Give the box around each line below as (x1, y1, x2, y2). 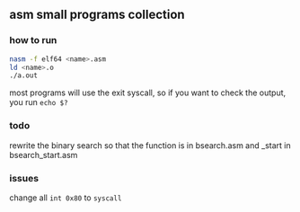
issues (9, 172, 39, 184)
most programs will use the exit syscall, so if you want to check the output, (9, 87, 287, 98)
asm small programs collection (9, 7, 186, 22)
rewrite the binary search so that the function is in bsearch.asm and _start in (9, 139, 291, 151)
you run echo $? (9, 97, 69, 108)
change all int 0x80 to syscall (9, 192, 122, 203)
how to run (9, 34, 57, 47)
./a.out (9, 71, 39, 80)
